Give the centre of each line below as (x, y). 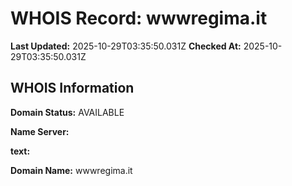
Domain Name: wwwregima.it (71, 170)
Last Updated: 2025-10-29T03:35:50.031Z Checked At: (126, 46)
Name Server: (40, 131)
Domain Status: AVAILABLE (67, 112)
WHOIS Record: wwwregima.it (139, 18)
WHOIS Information (72, 88)
